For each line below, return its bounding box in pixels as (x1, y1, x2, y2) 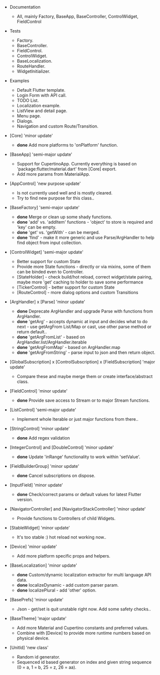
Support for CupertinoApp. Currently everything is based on (16, 161, 137, 166)
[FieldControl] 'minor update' (9, 388, 68, 394)
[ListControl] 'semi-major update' (9, 407, 77, 412)
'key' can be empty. (16, 224, 57, 230)
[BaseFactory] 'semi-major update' (9, 205, 80, 210)
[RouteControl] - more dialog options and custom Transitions (16, 290, 139, 295)
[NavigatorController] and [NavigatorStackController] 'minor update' (9, 506, 146, 511)
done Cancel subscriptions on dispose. (16, 473, 96, 478)
